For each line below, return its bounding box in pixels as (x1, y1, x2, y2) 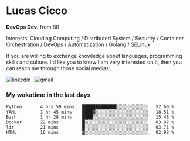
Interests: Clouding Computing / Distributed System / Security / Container (6, 35, 184, 42)
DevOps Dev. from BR (6, 23, 60, 30)
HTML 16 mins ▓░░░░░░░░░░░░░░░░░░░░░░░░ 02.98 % (6, 130, 175, 136)
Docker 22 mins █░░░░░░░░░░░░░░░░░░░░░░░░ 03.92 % (6, 119, 175, 125)
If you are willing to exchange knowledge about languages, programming (6, 52, 182, 59)
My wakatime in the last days (6, 91, 91, 99)
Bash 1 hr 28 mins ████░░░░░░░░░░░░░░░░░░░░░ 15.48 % (6, 114, 175, 121)
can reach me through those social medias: (6, 64, 111, 71)
